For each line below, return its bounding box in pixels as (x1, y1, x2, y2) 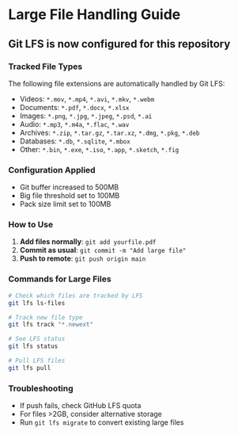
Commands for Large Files (8, 273, 112, 284)
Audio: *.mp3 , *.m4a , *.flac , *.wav (19, 119, 130, 128)
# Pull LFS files (8, 357, 66, 365)
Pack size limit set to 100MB (19, 200, 111, 209)
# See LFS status (8, 335, 66, 343)
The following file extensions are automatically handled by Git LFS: (8, 78, 225, 88)
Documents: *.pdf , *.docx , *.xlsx (19, 102, 130, 112)
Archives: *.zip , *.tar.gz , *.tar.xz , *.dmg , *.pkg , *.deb (19, 128, 200, 137)
